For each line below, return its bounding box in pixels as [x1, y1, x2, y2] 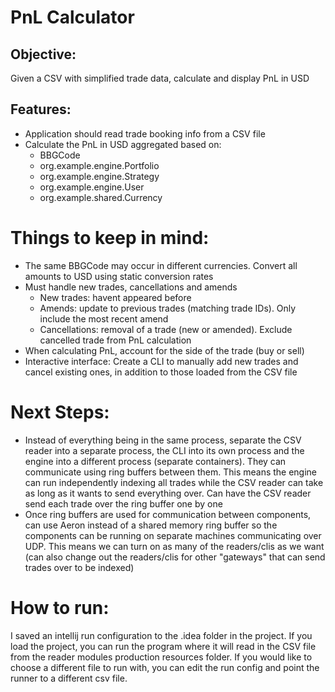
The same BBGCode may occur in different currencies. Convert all [24, 259, 298, 271]
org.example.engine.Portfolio [39, 159, 160, 171]
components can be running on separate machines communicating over [24, 529, 322, 541]
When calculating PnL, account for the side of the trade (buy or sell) [24, 344, 305, 356]
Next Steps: [10, 401, 110, 423]
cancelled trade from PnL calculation [39, 334, 192, 346]
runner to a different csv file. [10, 672, 128, 684]
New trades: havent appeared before [39, 291, 192, 303]
